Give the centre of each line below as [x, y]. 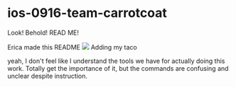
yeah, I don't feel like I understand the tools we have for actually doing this [116, 61]
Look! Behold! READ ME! [43, 33]
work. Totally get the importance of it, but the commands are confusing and [118, 68]
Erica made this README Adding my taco [72, 47]
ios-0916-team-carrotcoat [87, 13]
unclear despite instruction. [47, 76]
